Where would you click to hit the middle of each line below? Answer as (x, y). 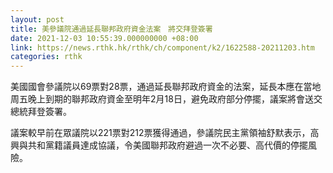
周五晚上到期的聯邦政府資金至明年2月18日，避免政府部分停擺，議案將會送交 (166, 99)
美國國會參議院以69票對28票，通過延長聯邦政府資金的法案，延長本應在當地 (166, 87)
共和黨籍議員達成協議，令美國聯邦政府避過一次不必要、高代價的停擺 (167, 145)
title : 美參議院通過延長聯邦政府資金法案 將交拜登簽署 (111, 29)
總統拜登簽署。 (41, 112)
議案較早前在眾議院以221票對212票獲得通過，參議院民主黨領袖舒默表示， (160, 133)
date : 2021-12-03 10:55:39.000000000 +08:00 (104, 38)
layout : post (37, 19)
